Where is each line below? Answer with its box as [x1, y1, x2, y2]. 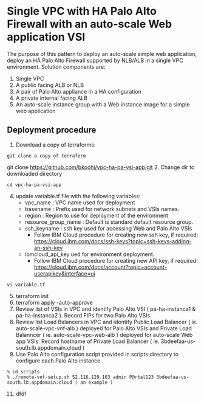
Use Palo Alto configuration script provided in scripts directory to [15, 350, 178, 358]
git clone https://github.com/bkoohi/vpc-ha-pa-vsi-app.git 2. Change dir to [7, 163, 195, 171]
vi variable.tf [7, 282, 46, 288]
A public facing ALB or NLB [15, 81, 84, 89]
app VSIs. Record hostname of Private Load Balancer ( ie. [15, 338, 160, 345]
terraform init [15, 292, 49, 299]
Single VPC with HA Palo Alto [7, 4, 157, 18]
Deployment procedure [7, 125, 97, 135]
